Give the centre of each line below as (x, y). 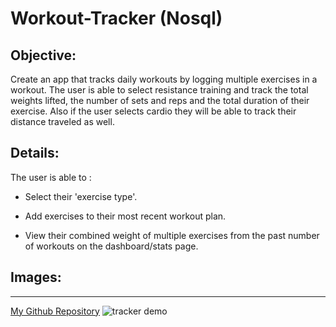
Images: (36, 277)
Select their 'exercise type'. (81, 196)
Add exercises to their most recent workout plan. (125, 216)
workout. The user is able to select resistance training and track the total (159, 90)
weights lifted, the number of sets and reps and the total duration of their (160, 100)
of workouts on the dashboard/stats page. (111, 246)
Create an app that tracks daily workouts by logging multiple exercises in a (164, 79)
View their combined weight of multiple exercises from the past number (172, 235)
